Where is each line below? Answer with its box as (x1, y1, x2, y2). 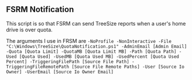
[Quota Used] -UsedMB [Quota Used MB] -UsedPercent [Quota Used (19, 53, 180, 60)
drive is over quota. (6, 26, 53, 33)
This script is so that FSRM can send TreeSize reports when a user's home (6, 20, 186, 27)
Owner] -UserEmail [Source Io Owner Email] (6, 69, 114, 75)
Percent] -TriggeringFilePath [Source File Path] (6, 59, 130, 64)
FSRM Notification (6, 5, 74, 14)
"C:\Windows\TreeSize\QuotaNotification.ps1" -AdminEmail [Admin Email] (6, 43, 187, 49)
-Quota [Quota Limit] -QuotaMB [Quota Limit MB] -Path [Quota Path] (6, 49, 177, 54)
